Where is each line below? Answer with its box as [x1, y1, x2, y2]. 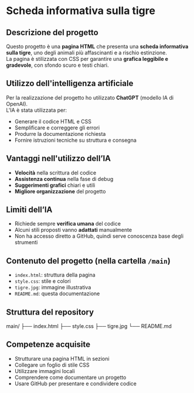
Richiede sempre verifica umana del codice [14, 220, 121, 227]
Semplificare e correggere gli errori [14, 124, 100, 131]
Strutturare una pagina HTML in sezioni [14, 355, 110, 362]
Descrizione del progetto [6, 28, 98, 37]
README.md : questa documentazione [14, 290, 100, 297]
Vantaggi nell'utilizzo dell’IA [6, 153, 111, 163]
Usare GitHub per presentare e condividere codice [14, 380, 137, 387]
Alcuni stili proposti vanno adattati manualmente [14, 227, 132, 234]
